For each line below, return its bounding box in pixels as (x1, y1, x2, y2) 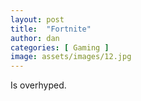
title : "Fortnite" (10, 24, 92, 34)
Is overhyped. (10, 79, 67, 91)
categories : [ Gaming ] (10, 42, 110, 53)
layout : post (10, 14, 65, 25)
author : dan (10, 33, 60, 43)
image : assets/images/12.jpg (10, 52, 132, 62)
